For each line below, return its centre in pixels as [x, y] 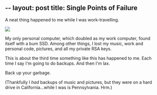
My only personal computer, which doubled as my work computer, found [78, 38]
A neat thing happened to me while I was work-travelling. [62, 19]
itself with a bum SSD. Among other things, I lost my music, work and [74, 43]
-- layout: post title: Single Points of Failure [71, 8]
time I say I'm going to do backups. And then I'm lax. [58, 63]
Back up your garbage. [28, 73]
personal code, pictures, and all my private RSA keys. [58, 49]
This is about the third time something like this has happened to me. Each [78, 58]
